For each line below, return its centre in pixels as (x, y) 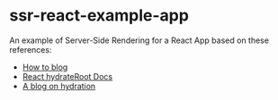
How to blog (45, 67)
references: (31, 49)
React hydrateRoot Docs (67, 76)
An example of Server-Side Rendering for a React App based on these (139, 40)
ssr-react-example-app (99, 16)
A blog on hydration (59, 86)
